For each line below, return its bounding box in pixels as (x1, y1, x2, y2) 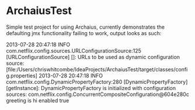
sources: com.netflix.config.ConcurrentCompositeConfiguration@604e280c (6, 91, 190, 98)
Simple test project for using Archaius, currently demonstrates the (6, 23, 165, 30)
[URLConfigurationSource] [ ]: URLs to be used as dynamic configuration (6, 53, 180, 60)
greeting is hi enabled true (6, 97, 69, 104)
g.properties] (6, 72, 38, 79)
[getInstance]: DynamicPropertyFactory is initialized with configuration (6, 84, 176, 91)
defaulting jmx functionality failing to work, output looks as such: (6, 29, 162, 36)
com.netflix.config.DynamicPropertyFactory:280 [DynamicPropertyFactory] (6, 78, 188, 85)
